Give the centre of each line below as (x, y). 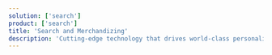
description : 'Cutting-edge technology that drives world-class (119, 38)
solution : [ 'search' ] (45, 16)
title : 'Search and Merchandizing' (68, 31)
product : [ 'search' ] (43, 23)
